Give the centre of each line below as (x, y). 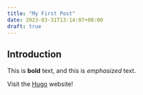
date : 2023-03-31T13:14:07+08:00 (55, 20)
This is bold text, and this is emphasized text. (71, 71)
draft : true (24, 26)
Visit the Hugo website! (40, 84)
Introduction (35, 54)
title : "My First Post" (41, 13)
